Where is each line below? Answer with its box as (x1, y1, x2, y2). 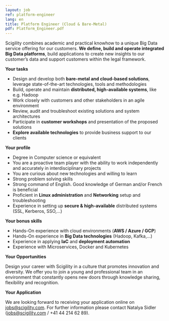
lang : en (5, 17, 24, 22)
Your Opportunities (5, 254, 46, 260)
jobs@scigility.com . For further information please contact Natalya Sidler (5, 304, 156, 311)
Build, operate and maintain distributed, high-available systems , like (12, 86, 157, 93)
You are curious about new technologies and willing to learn (12, 170, 137, 177)
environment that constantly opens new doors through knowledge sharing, (5, 274, 160, 281)
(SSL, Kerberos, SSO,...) (12, 208, 63, 214)
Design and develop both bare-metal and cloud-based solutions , (12, 76, 150, 82)
